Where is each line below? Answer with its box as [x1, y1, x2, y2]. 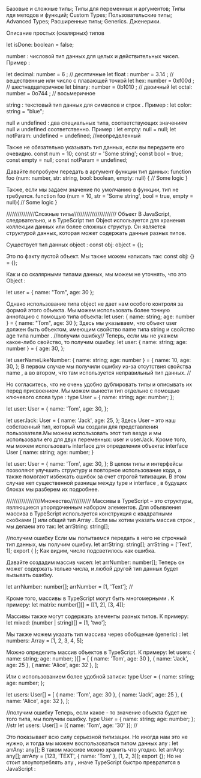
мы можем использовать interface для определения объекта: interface [6, 442, 188, 449]
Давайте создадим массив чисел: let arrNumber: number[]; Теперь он [6, 559, 185, 566]
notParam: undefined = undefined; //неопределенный [6, 132, 141, 139]
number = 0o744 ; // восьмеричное [6, 90, 96, 97]
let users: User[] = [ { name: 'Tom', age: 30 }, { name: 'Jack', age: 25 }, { [6, 691, 183, 698]
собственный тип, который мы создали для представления [6, 423, 158, 430]
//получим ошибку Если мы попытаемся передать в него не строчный [6, 535, 187, 541]
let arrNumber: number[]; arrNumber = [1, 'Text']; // [6, 583, 133, 590]
